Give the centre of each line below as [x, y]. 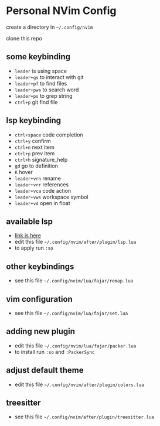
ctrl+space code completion [49, 134]
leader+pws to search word [47, 90]
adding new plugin [40, 331]
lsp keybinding [34, 120]
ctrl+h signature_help [41, 159]
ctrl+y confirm [33, 141]
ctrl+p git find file [36, 102]
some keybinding [38, 57]
